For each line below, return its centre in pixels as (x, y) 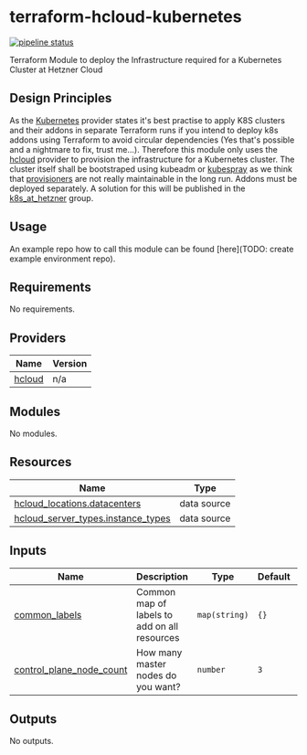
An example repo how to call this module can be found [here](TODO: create (152, 249)
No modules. (33, 433)
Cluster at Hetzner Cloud (56, 69)
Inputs (28, 551)
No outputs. (32, 741)
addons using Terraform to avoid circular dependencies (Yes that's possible (152, 140)
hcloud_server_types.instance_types (92, 518)
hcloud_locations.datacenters (78, 503)
